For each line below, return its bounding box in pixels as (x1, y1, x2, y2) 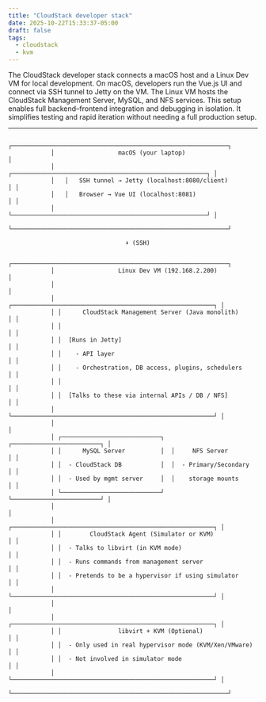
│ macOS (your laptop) (50, 149, 186, 157)
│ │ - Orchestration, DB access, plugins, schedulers (50, 364, 243, 372)
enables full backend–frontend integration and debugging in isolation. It (8, 104, 241, 113)
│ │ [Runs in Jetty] (50, 336, 123, 344)
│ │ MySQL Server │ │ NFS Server (50, 447, 228, 455)
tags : (8, 33, 26, 42)
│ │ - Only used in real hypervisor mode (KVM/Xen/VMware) (50, 641, 253, 649)
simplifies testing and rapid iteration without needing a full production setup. (8, 113, 257, 121)
